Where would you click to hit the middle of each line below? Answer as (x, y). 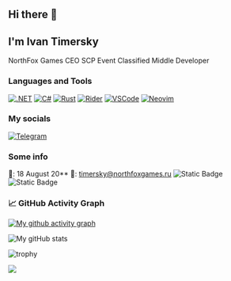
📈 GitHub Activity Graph (57, 203)
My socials (30, 119)
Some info (28, 157)
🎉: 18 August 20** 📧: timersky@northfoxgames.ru (90, 174)
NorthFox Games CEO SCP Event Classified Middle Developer (109, 61)
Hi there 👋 (33, 15)
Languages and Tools (50, 82)
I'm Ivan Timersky (53, 42)
